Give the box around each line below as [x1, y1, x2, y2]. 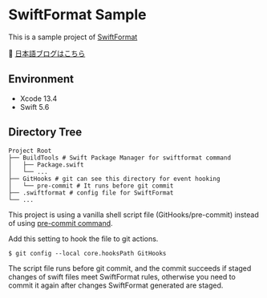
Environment [8, 72, 75, 86]
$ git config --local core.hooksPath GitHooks [8, 249, 167, 257]
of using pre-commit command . [8, 218, 114, 228]
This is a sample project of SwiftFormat [8, 32, 138, 42]
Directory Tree [8, 126, 83, 139]
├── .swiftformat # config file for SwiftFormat [8, 188, 174, 197]
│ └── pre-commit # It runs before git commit [8, 182, 174, 190]
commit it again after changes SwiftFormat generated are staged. [8, 280, 224, 290]
